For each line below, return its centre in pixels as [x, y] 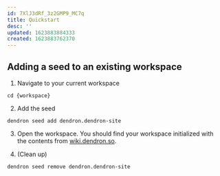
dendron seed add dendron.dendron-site [64, 121]
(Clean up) [32, 154]
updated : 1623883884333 [41, 33]
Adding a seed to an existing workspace [95, 67]
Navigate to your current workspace [68, 83]
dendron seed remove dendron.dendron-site [69, 166]
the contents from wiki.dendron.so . [67, 140]
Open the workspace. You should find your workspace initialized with [115, 134]
